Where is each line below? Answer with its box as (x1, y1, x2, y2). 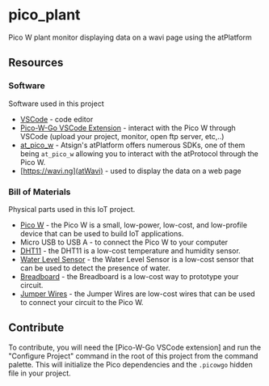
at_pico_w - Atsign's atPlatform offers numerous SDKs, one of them (19, 140, 246, 150)
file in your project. (8, 368, 71, 378)
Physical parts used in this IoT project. (8, 204, 136, 214)
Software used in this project (8, 99, 104, 108)
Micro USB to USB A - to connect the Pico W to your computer (19, 237, 229, 247)
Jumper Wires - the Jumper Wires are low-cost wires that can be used (19, 289, 256, 299)
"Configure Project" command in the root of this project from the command (8, 350, 258, 361)
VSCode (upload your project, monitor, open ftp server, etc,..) (19, 131, 225, 141)
